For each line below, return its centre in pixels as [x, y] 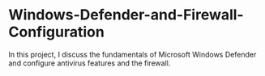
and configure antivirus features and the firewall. [90, 63]
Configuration [57, 32]
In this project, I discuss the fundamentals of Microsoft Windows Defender [132, 54]
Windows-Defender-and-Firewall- [126, 15]
